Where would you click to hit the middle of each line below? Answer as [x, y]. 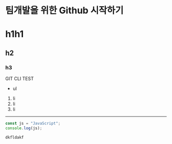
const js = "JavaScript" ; [33, 124]
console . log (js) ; [24, 128]
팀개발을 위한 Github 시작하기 [64, 10]
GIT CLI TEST [20, 79]
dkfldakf [15, 137]
